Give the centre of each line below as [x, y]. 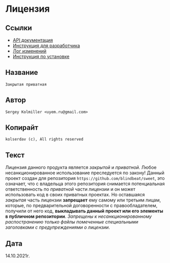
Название [22, 73]
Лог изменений [30, 51]
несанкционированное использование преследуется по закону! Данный [85, 173]
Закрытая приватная [26, 84]
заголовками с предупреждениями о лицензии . [58, 227]
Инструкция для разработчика [46, 46]
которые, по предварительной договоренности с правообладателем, [81, 206]
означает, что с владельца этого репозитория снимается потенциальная [85, 184]
